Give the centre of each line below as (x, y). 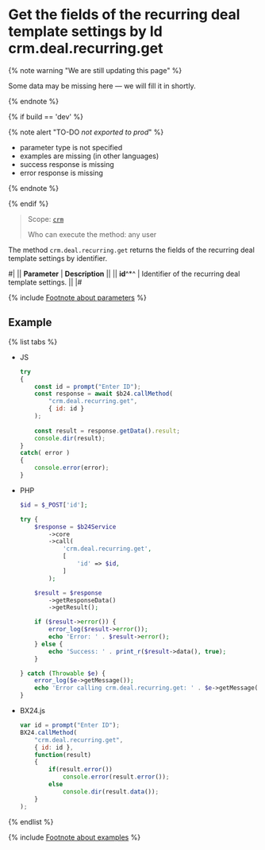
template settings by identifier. (58, 258)
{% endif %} (29, 204)
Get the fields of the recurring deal (124, 15)
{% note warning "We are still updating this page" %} (95, 70)
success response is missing (67, 164)
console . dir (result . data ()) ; (111, 792)
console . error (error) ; (72, 468)
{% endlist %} (31, 821)
